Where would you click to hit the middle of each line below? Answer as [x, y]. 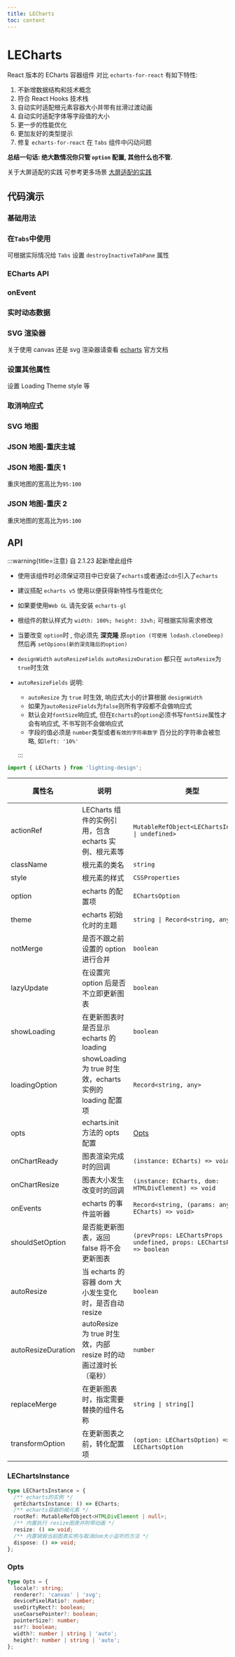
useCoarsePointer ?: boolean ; [56, 1614]
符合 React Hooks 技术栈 [53, 99]
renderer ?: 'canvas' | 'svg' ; [57, 1595]
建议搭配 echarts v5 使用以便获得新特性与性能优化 [90, 590]
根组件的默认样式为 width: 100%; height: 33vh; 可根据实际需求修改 [115, 620]
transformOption [38, 1444]
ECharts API [28, 274]
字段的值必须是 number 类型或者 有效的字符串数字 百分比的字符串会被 [121, 732]
